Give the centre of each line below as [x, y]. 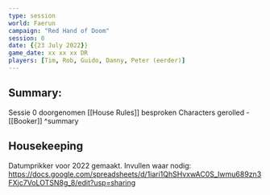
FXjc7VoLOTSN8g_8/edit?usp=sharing [72, 182]
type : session [32, 16]
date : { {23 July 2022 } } [48, 46]
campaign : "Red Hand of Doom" [59, 30]
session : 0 [27, 38]
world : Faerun [32, 23]
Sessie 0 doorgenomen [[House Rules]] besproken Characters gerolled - [129, 112]
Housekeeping [46, 146]
